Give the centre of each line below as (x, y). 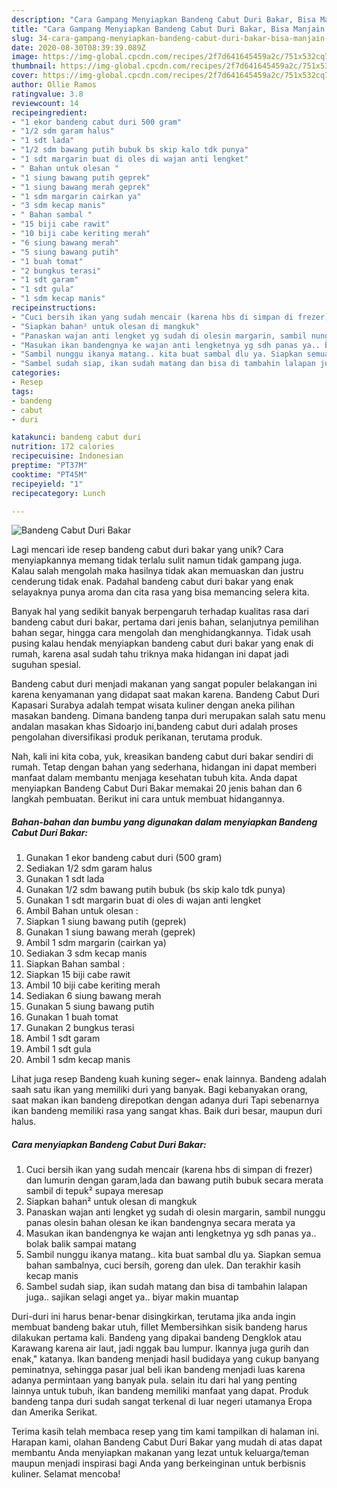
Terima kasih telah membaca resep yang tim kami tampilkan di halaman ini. (165, 1432)
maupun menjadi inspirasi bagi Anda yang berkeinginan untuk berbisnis (158, 1463)
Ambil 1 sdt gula (58, 1049)
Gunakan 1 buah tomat (72, 1017)
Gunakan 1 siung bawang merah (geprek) (110, 932)
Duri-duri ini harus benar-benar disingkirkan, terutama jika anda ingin (153, 1317)
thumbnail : (34, 66)
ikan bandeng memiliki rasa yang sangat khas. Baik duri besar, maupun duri (167, 1111)
